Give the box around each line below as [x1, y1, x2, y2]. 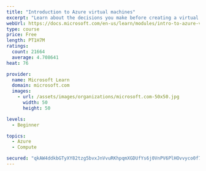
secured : [6, 155, 29, 162]
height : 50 [22, 105, 51, 111]
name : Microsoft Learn [12, 77, 70, 83]
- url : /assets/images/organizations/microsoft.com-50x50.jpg [17, 94, 180, 100]
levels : [6, 116, 26, 122]
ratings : [6, 43, 29, 49]
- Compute [12, 144, 37, 150]
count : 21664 [12, 49, 45, 55]
